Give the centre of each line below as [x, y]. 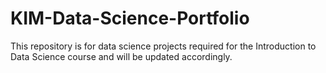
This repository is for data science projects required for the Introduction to [163, 46]
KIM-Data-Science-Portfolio [130, 18]
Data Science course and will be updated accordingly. [121, 56]
